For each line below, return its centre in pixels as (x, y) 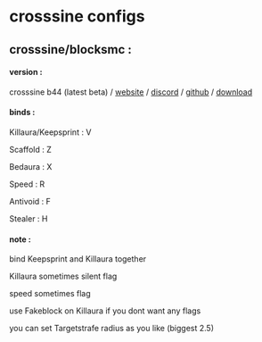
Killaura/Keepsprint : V (50, 132)
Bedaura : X (31, 166)
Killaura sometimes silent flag (63, 276)
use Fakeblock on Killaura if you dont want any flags (105, 311)
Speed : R (27, 184)
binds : (22, 113)
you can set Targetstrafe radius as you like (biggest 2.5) (111, 329)
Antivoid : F (30, 201)
